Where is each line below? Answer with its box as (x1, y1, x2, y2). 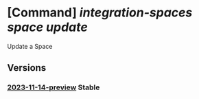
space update (7, 19, 88, 35)
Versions (7, 62, 47, 74)
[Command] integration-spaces (7, 5, 193, 21)
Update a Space (7, 42, 53, 50)
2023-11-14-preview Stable (7, 82, 100, 92)
